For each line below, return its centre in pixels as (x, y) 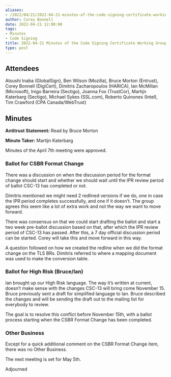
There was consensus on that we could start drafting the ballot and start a (83, 222)
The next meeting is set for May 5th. (43, 359)
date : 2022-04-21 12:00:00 (34, 24)
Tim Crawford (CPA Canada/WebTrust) (46, 102)
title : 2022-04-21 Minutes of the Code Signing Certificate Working (79, 43)
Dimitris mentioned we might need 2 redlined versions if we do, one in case (84, 195)
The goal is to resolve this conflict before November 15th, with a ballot (79, 314)
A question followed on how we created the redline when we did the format (84, 248)
